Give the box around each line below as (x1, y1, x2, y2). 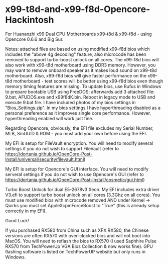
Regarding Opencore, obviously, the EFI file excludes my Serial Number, (5, 125, 154, 131)
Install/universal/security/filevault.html (5, 156, 84, 162)
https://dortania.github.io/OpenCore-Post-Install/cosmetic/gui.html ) (5, 177, 145, 183)
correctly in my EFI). (5, 208, 47, 214)
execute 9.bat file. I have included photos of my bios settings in (5, 99, 136, 105)
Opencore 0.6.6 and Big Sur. (5, 36, 64, 42)
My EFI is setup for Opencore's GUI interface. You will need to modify (5, 166, 149, 172)
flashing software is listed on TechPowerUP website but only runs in (5, 248, 146, 254)
